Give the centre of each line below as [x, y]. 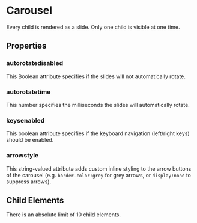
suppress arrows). [29, 182]
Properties [26, 46]
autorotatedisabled [35, 63]
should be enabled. [30, 140]
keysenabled [26, 120]
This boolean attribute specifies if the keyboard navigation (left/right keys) [98, 133]
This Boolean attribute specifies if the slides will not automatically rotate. [96, 76]
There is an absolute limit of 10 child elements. [64, 215]
